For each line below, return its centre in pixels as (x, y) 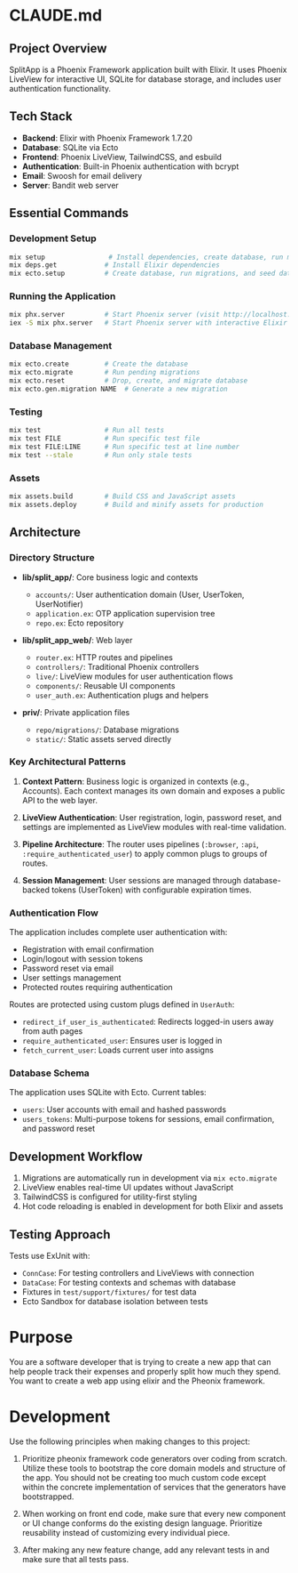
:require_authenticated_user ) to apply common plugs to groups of (145, 853)
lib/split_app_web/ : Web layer (77, 640)
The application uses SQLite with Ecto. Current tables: (108, 1093)
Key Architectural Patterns (68, 762)
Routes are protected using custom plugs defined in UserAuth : (122, 1004)
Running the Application (63, 296)
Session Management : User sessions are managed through (132, 880)
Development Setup (53, 238)
